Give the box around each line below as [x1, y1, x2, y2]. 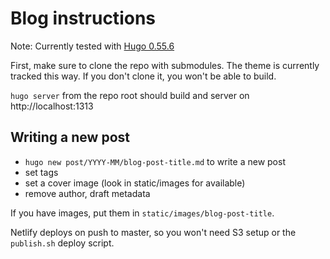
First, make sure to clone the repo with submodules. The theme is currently [10, 59, 320, 71]
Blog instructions [10, 7, 156, 30]
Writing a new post [10, 129, 130, 146]
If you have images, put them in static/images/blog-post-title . [10, 207, 275, 219]
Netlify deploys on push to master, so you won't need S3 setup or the [10, 226, 297, 238]
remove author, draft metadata [24, 187, 151, 199]
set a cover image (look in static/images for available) [24, 177, 246, 189]
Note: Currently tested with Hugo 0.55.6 [10, 40, 175, 52]
